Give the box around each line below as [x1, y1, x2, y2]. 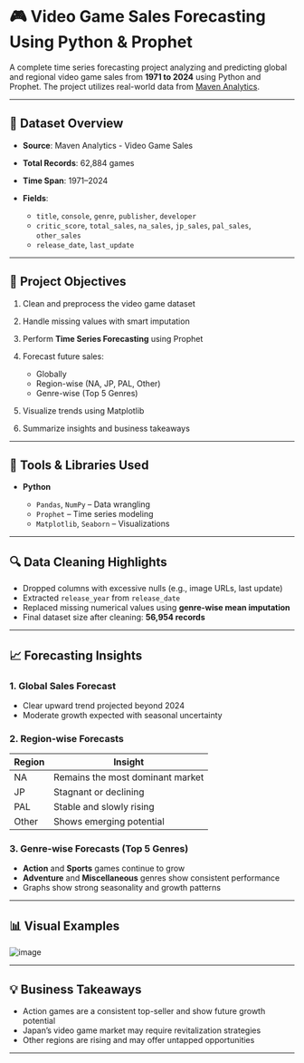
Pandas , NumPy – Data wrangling [35, 499, 151, 510]
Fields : [22, 192, 49, 203]
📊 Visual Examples [9, 918, 120, 933]
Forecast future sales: [22, 350, 104, 362]
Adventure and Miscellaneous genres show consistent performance [22, 873, 280, 883]
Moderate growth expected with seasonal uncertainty [22, 709, 223, 720]
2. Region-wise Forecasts [9, 732, 124, 745]
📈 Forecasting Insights [9, 648, 143, 663]
